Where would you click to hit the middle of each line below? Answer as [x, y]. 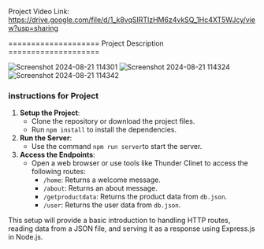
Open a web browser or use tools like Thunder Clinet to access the [139, 163]
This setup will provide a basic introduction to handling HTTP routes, [119, 221]
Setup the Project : [50, 113]
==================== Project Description [86, 43]
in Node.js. [26, 237]
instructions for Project [54, 95]
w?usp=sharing [33, 28]
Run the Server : [46, 138]
